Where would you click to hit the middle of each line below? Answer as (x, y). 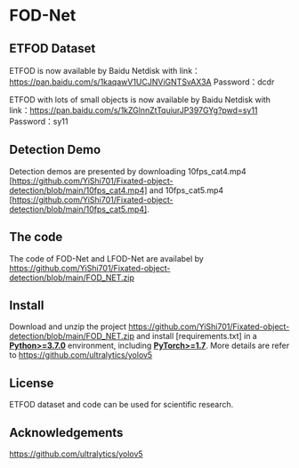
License (32, 383)
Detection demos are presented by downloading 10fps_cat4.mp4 (128, 171)
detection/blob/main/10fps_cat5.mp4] (78, 209)
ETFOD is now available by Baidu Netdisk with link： (105, 71)
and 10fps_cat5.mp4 (186, 190)
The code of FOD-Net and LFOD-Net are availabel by (107, 258)
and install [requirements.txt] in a (197, 336)
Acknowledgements (66, 432)
